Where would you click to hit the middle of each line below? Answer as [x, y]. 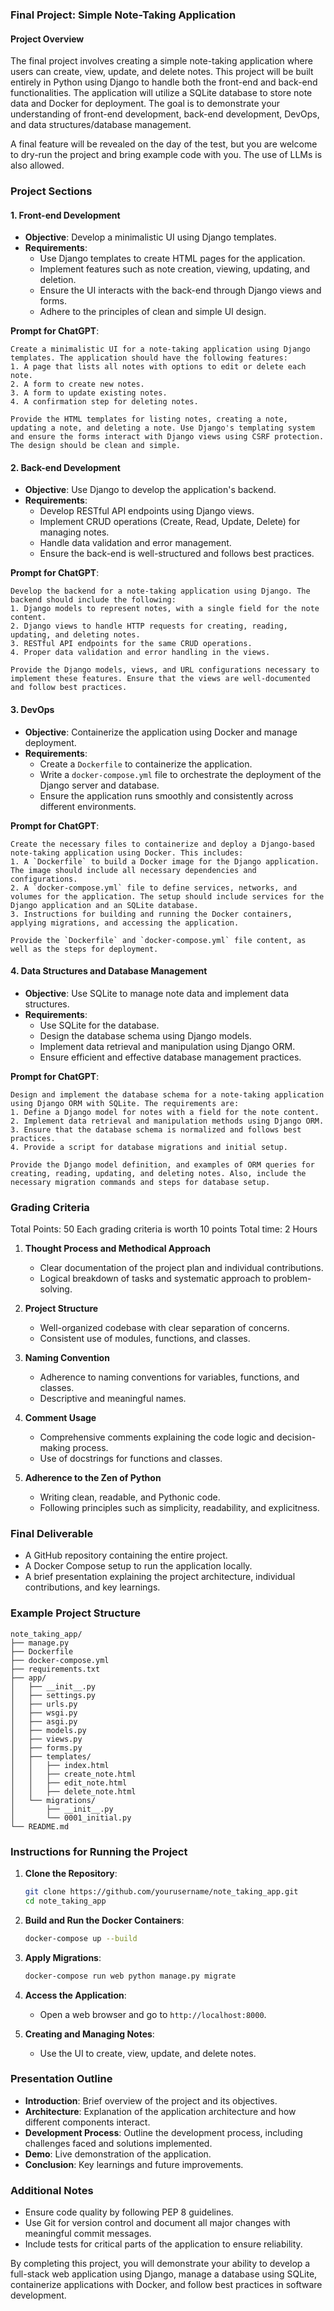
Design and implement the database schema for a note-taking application [167, 1094]
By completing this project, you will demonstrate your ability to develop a [160, 2264]
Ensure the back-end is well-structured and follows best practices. [177, 554]
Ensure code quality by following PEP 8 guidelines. [129, 2212]
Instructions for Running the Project [99, 1851]
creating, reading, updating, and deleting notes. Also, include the [158, 1173]
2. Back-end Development [65, 467]
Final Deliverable [52, 1534]
